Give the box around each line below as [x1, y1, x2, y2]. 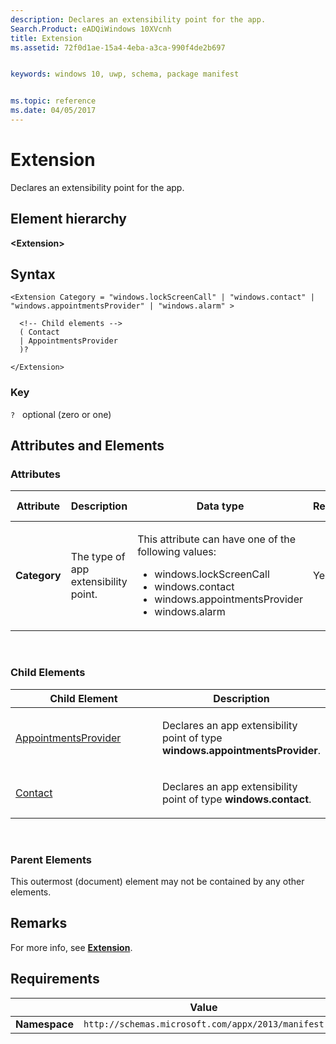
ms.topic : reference [10, 96, 97, 106]
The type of [70, 550, 126, 564]
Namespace [15, 1017, 75, 1031]
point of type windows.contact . [161, 792, 312, 806]
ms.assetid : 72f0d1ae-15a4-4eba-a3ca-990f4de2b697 [10, 42, 226, 53]
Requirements [10, 971, 100, 988]
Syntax [10, 266, 56, 283]
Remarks [10, 915, 68, 932]
